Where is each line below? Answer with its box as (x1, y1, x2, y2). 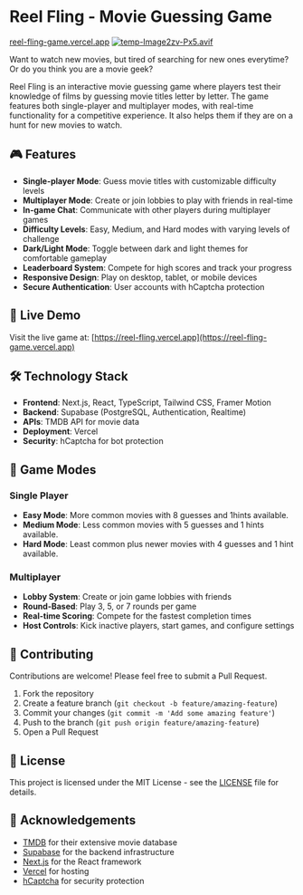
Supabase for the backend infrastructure (22, 846, 175, 857)
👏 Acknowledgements (9, 813, 137, 828)
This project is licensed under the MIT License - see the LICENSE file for (9, 776, 279, 787)
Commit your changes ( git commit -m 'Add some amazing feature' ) (22, 707, 276, 718)
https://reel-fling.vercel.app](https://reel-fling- (94, 332, 268, 342)
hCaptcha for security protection (22, 875, 145, 886)
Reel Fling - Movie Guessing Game (9, 6, 273, 27)
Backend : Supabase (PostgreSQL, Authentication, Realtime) (22, 407, 247, 418)
